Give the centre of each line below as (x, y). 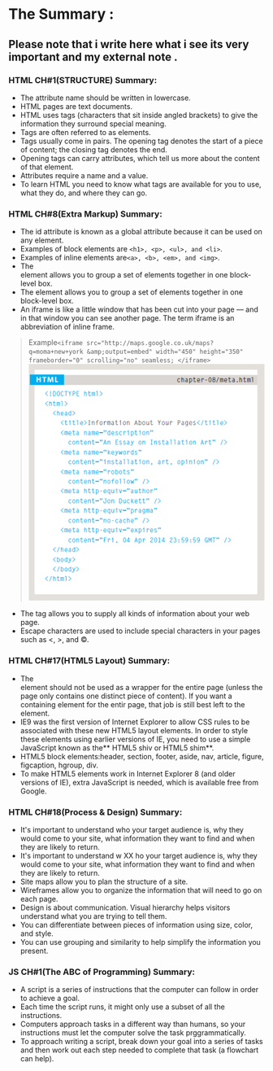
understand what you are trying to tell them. (93, 916)
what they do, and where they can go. (84, 193)
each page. (39, 898)
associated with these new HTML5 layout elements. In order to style (134, 730)
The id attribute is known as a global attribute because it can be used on (141, 232)
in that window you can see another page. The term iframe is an (127, 318)
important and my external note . (93, 57)
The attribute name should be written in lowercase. (105, 98)
